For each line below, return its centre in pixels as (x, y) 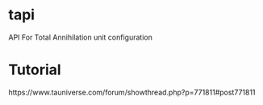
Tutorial (35, 70)
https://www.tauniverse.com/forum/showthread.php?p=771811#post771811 (132, 92)
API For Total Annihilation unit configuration (81, 37)
